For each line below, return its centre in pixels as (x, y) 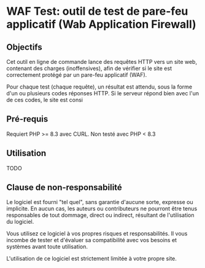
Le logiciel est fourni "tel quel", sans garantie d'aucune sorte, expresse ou (100, 202)
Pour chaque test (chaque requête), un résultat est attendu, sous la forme (99, 87)
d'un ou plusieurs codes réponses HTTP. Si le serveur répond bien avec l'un (103, 93)
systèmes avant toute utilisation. (47, 246)
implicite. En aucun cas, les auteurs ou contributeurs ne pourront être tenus (102, 209)
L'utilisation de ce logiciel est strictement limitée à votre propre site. (91, 259)
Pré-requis (27, 119)
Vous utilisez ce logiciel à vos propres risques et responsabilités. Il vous (97, 234)
